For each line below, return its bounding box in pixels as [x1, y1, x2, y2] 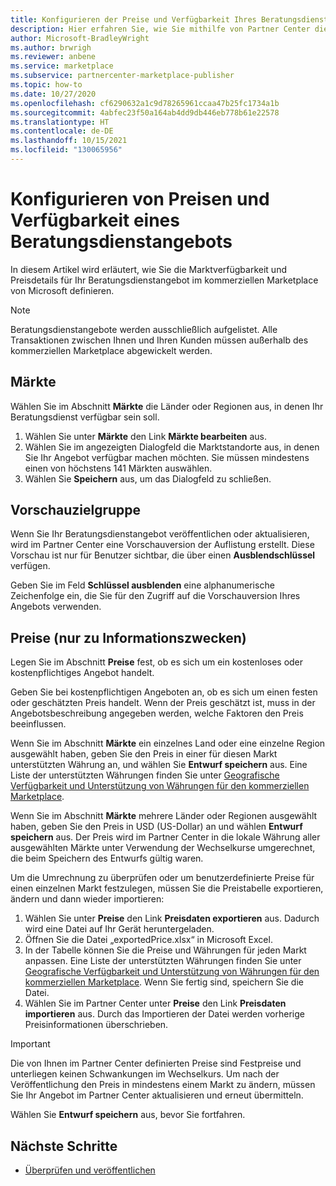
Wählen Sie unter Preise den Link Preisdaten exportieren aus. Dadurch [24, 912, 320, 925]
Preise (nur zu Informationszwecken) [10, 629, 247, 646]
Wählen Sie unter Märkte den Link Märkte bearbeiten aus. [24, 430, 267, 442]
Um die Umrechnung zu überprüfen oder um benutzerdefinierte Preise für [10, 872, 315, 884]
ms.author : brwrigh [10, 42, 92, 53]
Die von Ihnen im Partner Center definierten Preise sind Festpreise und [10, 1057, 302, 1070]
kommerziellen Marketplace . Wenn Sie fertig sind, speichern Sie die [24, 976, 304, 988]
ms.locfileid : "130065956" [10, 145, 123, 155]
